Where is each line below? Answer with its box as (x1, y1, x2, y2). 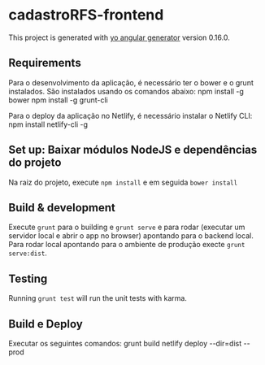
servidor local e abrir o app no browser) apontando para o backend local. (8, 231, 254, 241)
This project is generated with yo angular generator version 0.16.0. (8, 33, 230, 42)
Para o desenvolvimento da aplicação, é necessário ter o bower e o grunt (8, 77, 254, 87)
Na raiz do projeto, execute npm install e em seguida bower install (8, 177, 238, 187)
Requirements (8, 56, 81, 70)
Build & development (8, 201, 115, 215)
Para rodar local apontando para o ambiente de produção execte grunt (8, 240, 245, 250)
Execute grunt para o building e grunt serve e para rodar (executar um (8, 222, 245, 232)
